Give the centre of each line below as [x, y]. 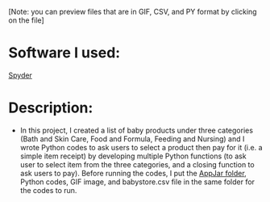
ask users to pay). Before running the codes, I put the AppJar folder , [133, 173]
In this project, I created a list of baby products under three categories [137, 130]
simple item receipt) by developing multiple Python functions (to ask [133, 156]
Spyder [20, 75]
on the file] [26, 20]
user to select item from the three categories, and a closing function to [137, 164]
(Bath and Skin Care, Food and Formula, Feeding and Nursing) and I [132, 139]
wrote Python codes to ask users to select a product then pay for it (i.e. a [141, 147]
